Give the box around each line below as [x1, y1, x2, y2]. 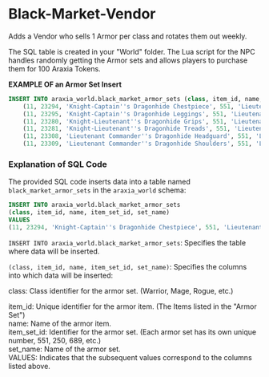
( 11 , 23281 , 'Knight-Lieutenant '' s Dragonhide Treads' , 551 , [22, 125, 231, 133]
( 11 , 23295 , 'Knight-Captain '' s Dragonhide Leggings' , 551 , [22, 110, 227, 118]
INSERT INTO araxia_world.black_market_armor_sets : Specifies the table [8, 237, 247, 247]
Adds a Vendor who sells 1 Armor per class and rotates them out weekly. [8, 31, 247, 41]
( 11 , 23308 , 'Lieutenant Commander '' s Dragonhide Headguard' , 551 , [22, 132, 252, 140]
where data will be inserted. [8, 246, 100, 256]
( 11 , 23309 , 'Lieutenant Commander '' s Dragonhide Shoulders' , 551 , [22, 140, 252, 148]
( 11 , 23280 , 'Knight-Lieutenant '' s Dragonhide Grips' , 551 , [22, 117, 227, 125]
